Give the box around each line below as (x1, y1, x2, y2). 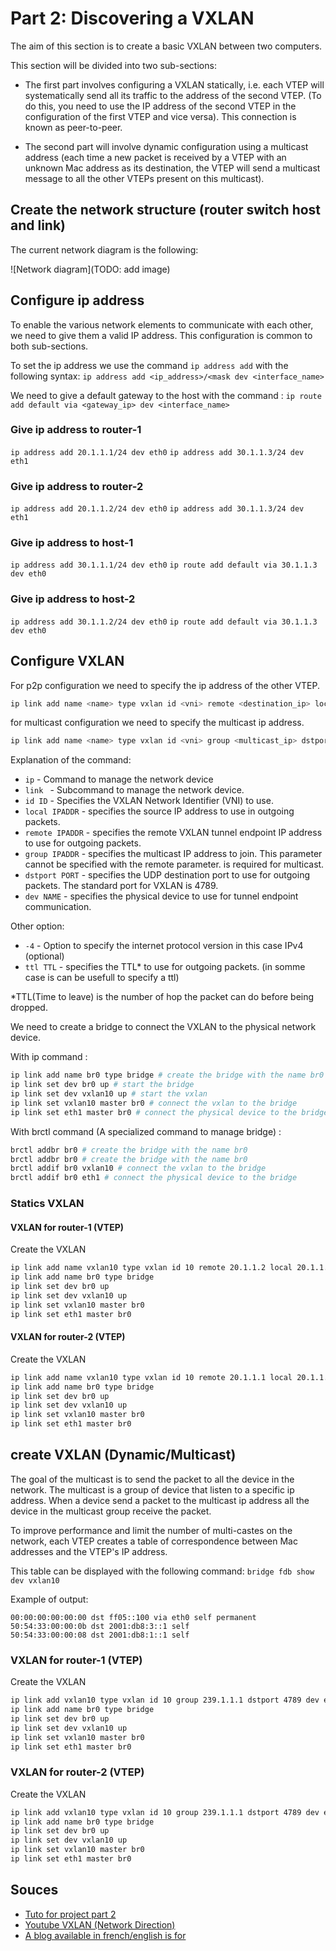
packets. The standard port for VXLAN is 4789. (24, 880, 219, 892)
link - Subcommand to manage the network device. (24, 784, 245, 796)
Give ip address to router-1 (10, 423, 142, 437)
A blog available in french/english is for (24, 1929, 187, 1941)
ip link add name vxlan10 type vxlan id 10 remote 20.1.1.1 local (10, 1372, 293, 1382)
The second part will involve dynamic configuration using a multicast (24, 140, 309, 152)
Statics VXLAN (10, 1197, 85, 1211)
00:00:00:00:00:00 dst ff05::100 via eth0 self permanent (10, 1612, 257, 1622)
